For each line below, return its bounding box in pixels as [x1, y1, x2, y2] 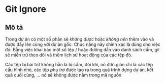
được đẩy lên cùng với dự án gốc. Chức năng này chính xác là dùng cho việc [5, 41, 161, 47]
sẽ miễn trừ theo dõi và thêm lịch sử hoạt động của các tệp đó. [5, 52, 132, 58]
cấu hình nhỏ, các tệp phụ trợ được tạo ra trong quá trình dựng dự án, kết [5, 67, 154, 73]
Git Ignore [5, 3, 47, 15]
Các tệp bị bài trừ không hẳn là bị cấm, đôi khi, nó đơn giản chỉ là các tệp [5, 62, 153, 67]
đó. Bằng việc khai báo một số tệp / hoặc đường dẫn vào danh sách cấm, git [5, 47, 160, 52]
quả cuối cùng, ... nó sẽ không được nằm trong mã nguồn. [5, 72, 123, 78]
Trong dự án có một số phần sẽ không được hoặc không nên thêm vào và [5, 36, 154, 42]
